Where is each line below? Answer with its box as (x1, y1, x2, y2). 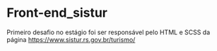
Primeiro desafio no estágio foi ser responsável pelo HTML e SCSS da (6, 28, 211, 36)
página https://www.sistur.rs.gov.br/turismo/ (6, 35, 136, 43)
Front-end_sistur (6, 5, 107, 21)
